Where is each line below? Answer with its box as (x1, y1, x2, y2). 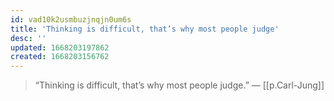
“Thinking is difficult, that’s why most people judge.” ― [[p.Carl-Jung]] (34, 79, 325, 91)
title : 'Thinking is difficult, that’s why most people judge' (10, 24, 280, 34)
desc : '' (10, 33, 47, 43)
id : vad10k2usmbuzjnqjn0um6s (10, 14, 132, 25)
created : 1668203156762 (10, 52, 110, 62)
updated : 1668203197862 (10, 42, 110, 53)
